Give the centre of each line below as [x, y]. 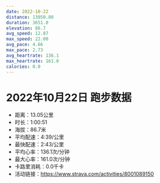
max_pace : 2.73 [25, 50]
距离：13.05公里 [34, 115]
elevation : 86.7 [26, 28]
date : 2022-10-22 [27, 12]
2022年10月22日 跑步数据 [69, 97]
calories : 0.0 [24, 66]
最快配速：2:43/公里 [39, 145]
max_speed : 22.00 [27, 39]
